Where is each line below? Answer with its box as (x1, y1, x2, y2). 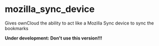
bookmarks (5, 25, 29, 31)
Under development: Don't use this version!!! (5, 35, 102, 41)
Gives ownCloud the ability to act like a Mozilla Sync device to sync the (5, 20, 154, 26)
